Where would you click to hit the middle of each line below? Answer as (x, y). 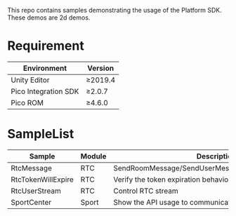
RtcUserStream (36, 191)
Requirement (46, 46)
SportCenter (31, 202)
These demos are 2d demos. (49, 18)
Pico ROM (27, 102)
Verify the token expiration (157, 180)
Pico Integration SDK (45, 91)
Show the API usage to (151, 202)
